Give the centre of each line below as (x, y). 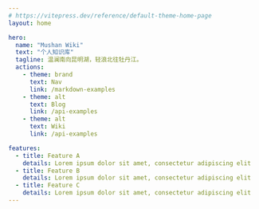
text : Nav (45, 82)
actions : (30, 67)
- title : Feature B (48, 171)
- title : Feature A (48, 156)
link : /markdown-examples (72, 89)
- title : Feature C (48, 185)
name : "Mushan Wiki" (49, 45)
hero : (17, 37)
